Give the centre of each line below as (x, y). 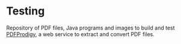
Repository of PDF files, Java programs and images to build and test (91, 28)
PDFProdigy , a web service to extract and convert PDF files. (80, 34)
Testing (26, 11)
